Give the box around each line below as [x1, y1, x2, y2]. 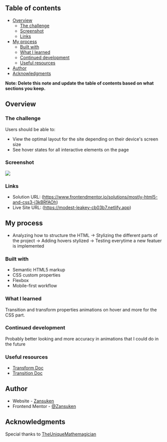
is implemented [12, 242, 44, 249]
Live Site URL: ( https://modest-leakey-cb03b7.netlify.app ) [12, 204, 131, 210]
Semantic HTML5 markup [12, 267, 65, 273]
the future [5, 341, 26, 347]
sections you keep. [5, 85, 46, 91]
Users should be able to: [5, 126, 56, 132]
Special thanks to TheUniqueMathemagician [5, 431, 96, 437]
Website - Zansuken [12, 397, 54, 404]
